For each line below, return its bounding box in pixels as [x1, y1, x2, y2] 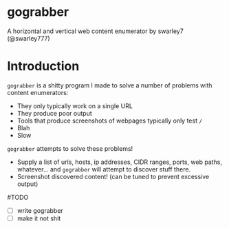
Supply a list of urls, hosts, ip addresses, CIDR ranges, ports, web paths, [17, 158, 222, 166]
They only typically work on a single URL [17, 101, 133, 110]
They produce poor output [17, 109, 93, 117]
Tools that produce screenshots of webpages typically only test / [17, 116, 203, 125]
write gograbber [17, 206, 63, 214]
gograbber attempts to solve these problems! [7, 144, 133, 152]
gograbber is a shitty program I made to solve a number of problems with [7, 81, 212, 90]
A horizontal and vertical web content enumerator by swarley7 [7, 27, 184, 35]
